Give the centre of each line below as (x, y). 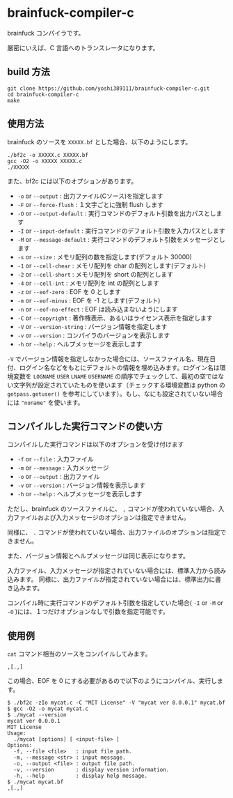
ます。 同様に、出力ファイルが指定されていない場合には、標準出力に (117, 579)
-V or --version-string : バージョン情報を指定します (92, 326)
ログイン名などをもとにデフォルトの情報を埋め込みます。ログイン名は (120, 367)
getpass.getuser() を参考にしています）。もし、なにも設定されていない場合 (115, 393)
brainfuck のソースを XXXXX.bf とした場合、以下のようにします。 (99, 141)
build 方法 (29, 72)
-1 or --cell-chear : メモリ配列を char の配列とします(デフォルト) (112, 266)
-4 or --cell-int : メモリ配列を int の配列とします (88, 283)
